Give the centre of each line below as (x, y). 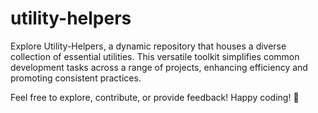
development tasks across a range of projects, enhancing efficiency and (159, 67)
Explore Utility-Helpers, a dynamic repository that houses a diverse (148, 46)
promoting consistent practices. (76, 78)
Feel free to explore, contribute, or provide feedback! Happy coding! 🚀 (155, 97)
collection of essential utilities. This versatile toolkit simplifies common (155, 56)
